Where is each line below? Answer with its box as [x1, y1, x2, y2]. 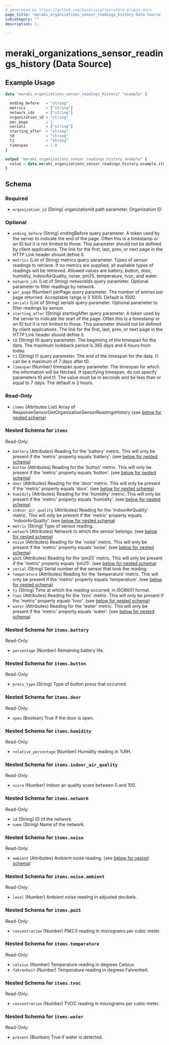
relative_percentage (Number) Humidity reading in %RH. [12, 748, 132, 754]
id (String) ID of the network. [12, 816, 73, 822]
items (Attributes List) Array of [12, 404, 75, 410]
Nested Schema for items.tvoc [5, 979, 81, 986]
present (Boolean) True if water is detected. [12, 1034, 103, 1040]
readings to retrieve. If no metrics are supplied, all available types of [12, 262, 153, 268]
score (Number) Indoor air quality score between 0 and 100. [12, 782, 137, 788]
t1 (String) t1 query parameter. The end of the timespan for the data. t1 [12, 353, 158, 359]
